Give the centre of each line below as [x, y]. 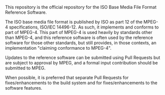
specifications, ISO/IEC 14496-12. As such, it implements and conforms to [84, 27]
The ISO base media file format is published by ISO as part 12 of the [74, 22]
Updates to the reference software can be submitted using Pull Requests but [83, 58]
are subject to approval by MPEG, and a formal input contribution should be [82, 63]
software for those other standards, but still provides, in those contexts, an [81, 43]
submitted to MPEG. [25, 68]
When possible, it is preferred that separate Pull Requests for [67, 78]
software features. [24, 88]
